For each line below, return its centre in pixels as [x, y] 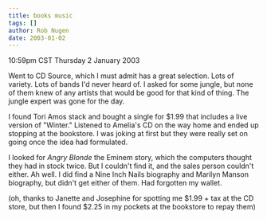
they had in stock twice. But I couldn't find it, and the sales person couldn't [131, 166]
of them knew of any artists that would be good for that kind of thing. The [129, 93]
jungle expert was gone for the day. [67, 101]
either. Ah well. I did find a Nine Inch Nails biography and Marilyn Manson [129, 174]
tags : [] [23, 23]
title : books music [41, 16]
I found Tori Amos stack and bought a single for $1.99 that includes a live [128, 117]
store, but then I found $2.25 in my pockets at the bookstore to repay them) [132, 207]
